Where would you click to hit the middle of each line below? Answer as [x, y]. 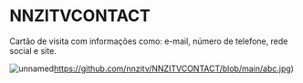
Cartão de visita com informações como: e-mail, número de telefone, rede [149, 41]
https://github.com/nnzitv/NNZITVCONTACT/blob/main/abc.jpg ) [174, 68]
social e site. [33, 50]
